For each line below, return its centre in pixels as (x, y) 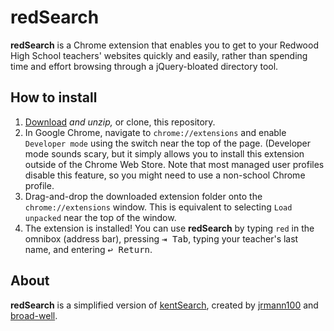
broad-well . (34, 315)
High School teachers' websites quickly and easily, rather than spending (159, 55)
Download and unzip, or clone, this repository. (120, 122)
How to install (54, 97)
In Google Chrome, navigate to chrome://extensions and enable (155, 132)
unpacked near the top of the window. (100, 217)
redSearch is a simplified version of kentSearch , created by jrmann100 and (164, 305)
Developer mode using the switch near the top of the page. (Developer (168, 143)
